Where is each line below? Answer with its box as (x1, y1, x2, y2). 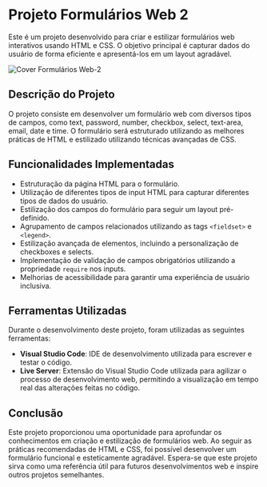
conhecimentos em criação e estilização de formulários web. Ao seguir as (8, 436, 252, 445)
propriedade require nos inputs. (19, 264, 126, 273)
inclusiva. (19, 281, 52, 290)
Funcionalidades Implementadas (8, 158, 174, 171)
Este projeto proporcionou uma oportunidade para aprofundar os (8, 428, 222, 437)
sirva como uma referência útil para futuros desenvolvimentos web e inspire (8, 461, 259, 471)
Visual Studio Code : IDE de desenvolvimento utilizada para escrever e (19, 349, 253, 359)
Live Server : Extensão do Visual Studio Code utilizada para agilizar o (19, 366, 247, 376)
